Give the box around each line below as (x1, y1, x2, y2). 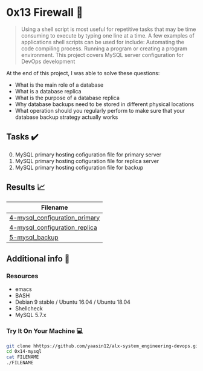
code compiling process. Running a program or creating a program (21, 45, 188, 52)
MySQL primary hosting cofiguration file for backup (14, 164, 144, 171)
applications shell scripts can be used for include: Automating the (21, 38, 184, 45)
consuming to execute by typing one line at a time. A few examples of (21, 32, 195, 39)
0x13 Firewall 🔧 (6, 5, 83, 19)
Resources (6, 272, 39, 280)
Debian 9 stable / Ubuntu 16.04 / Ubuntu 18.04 (14, 298, 131, 306)
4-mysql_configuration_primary (9, 213, 100, 222)
